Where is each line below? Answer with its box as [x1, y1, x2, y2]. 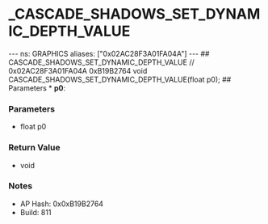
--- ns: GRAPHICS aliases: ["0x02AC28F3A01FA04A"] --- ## [8, 49, 210, 58]
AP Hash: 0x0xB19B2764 [19, 199, 103, 209]
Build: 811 [19, 207, 52, 217]
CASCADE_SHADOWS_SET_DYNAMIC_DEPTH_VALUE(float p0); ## [8, 74, 232, 84]
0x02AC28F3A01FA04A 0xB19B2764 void [8, 66, 148, 75]
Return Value [8, 142, 61, 154]
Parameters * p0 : [8, 82, 66, 93]
